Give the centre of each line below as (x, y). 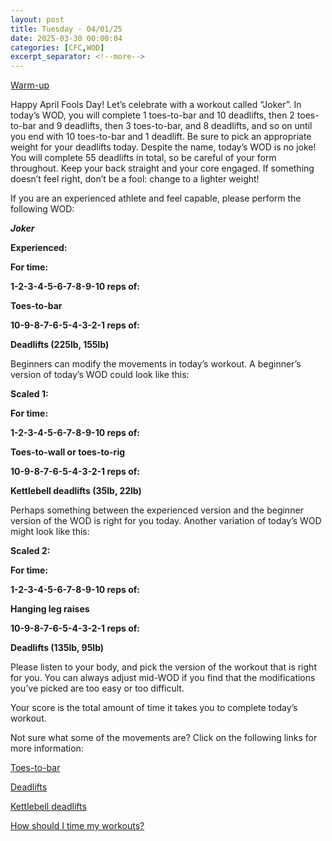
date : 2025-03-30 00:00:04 (66, 38)
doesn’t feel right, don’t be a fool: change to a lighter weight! (135, 179)
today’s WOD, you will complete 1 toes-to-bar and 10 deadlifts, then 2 (152, 115)
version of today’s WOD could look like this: (100, 375)
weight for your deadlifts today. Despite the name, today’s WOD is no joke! (163, 147)
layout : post (37, 19)
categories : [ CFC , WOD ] (57, 47)
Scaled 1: (29, 394)
